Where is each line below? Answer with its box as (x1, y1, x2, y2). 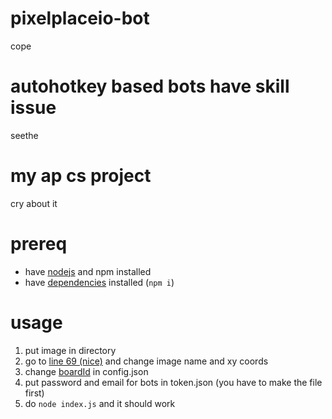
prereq (10, 233, 68, 255)
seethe (10, 129, 39, 141)
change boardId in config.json (24, 365, 149, 377)
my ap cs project (10, 165, 152, 187)
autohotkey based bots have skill (10, 75, 290, 98)
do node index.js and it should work (24, 397, 176, 409)
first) (24, 387, 45, 399)
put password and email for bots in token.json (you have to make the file (24, 376, 323, 388)
